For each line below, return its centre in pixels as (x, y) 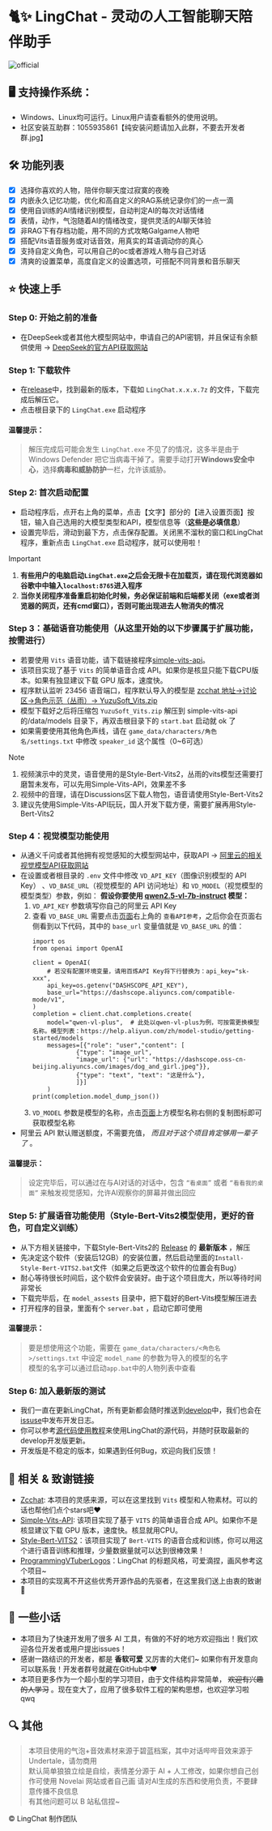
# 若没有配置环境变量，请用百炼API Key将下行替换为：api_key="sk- (149, 971)
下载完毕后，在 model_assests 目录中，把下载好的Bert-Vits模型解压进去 (138, 1297)
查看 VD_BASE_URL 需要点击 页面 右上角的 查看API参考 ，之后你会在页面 (144, 916)
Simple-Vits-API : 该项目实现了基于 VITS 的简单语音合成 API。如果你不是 (139, 1520)
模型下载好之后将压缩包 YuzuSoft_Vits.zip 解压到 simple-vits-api (129, 710)
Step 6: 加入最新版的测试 (57, 1391)
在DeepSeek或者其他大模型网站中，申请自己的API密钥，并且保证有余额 (139, 337)
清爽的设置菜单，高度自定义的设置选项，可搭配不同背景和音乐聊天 (130, 261)
